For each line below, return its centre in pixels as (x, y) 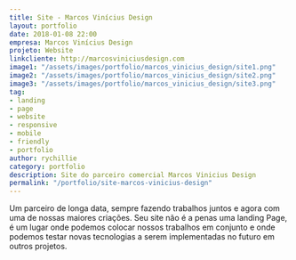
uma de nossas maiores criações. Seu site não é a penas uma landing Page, (148, 218)
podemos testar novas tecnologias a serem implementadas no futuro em (142, 237)
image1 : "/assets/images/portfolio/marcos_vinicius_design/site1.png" (143, 68)
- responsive (33, 126)
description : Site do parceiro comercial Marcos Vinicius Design (132, 175)
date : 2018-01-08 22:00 (53, 34)
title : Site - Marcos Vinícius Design (81, 17)
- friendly (29, 142)
